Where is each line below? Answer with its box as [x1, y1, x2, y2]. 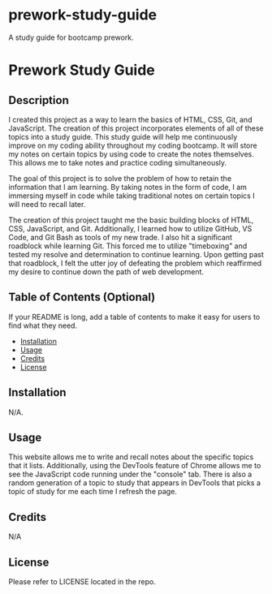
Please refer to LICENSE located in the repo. [8, 577, 156, 586]
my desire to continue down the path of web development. [8, 266, 205, 277]
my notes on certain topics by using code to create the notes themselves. [8, 148, 254, 159]
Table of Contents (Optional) [8, 291, 156, 304]
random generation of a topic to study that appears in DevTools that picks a [8, 478, 261, 488]
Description [8, 93, 69, 107]
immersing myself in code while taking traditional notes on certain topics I [8, 191, 255, 200]
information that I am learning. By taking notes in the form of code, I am [8, 182, 248, 192]
